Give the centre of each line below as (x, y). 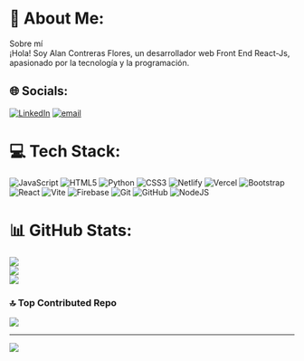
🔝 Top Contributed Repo (63, 302)
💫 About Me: (57, 19)
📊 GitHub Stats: (71, 230)
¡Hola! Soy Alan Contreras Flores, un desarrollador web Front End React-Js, (150, 52)
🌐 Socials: (39, 91)
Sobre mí (26, 43)
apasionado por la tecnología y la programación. (100, 62)
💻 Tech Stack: (65, 151)
